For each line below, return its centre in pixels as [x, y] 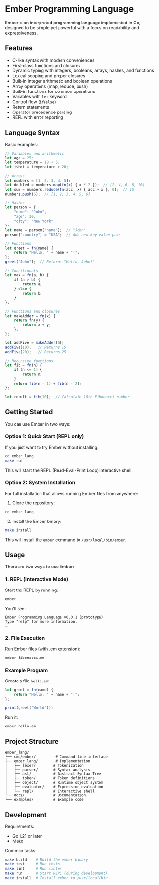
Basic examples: [21, 144]
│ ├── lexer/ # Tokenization [44, 766]
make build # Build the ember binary [47, 860]
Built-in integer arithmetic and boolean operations [62, 81]
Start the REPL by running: [32, 590]
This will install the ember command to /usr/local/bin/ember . [66, 540]
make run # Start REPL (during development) [57, 873]
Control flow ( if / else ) [34, 102]
